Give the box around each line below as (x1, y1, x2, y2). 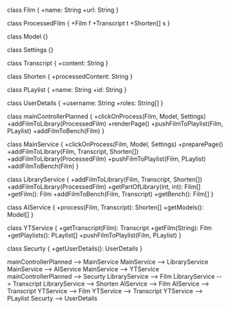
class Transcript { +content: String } (7, 59, 108, 67)
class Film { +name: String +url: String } (7, 6, 119, 14)
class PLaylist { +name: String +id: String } (7, 86, 127, 93)
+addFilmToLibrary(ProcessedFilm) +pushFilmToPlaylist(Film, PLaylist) (7, 154, 206, 163)
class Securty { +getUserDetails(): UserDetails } (7, 244, 143, 253)
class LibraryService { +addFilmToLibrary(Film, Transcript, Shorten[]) (7, 175, 203, 183)
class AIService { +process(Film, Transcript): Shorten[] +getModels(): (7, 203, 204, 211)
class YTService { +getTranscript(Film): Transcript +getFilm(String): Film (7, 224, 212, 232)
